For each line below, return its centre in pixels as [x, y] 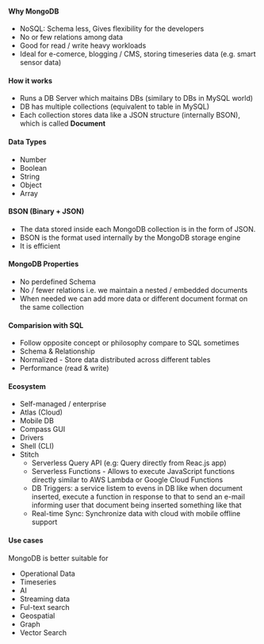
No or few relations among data [71, 37]
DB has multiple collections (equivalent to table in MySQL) [115, 106]
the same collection [52, 307]
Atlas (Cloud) [41, 412]
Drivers [32, 438]
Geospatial [37, 615]
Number [33, 160]
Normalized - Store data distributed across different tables [115, 360]
